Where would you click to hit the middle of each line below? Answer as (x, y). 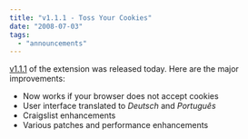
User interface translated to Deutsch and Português (119, 106)
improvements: (37, 79)
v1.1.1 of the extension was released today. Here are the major (124, 69)
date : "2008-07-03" (46, 26)
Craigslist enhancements (69, 115)
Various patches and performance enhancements (115, 125)
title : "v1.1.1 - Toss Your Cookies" (81, 18)
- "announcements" (53, 43)
